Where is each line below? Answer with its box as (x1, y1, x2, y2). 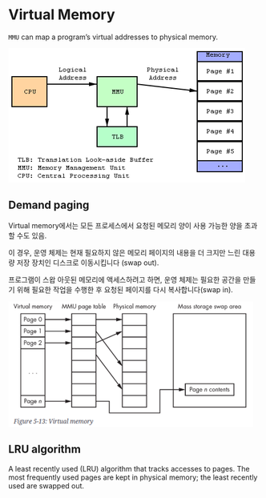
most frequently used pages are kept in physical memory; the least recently (8, 472, 258, 482)
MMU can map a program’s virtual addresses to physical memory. (8, 32, 219, 42)
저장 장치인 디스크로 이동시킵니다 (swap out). (16, 258, 159, 267)
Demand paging (8, 199, 90, 212)
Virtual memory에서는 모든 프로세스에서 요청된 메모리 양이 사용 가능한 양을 (8, 220, 243, 230)
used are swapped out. (8, 480, 85, 490)
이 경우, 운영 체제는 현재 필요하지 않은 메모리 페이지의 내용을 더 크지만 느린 (8, 247, 241, 257)
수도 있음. (16, 231, 47, 240)
